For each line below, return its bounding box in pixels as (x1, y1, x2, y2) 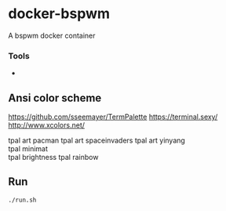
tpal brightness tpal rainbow (8, 153, 99, 162)
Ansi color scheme (8, 91, 102, 105)
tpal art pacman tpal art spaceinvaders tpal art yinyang (8, 135, 186, 146)
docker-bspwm (8, 5, 111, 23)
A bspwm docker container (8, 31, 96, 40)
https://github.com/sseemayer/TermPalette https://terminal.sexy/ (8, 112, 218, 122)
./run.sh (8, 196, 37, 204)
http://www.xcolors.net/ (8, 120, 85, 130)
